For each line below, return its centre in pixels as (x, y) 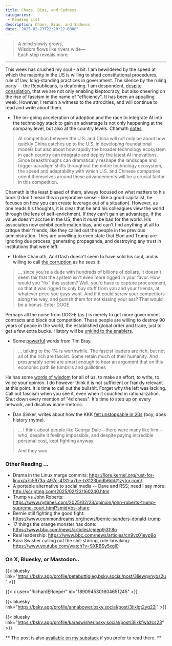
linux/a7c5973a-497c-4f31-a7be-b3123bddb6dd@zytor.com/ (77, 481)
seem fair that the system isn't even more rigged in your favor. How (89, 277)
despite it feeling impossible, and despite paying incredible (91, 435)
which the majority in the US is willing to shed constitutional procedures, (81, 75)
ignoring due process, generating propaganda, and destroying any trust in (83, 241)
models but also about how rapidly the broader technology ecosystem (92, 149)
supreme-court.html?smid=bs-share (51, 508)
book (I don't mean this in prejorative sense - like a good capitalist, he (79, 198)
